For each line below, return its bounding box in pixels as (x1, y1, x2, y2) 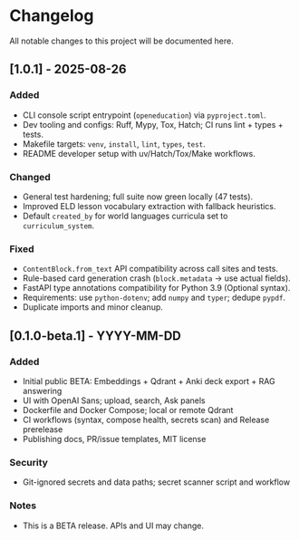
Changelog (9, 5, 94, 26)
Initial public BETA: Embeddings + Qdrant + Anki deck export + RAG (22, 375, 275, 386)
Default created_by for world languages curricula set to (22, 210, 228, 221)
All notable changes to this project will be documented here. (9, 35, 234, 46)
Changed (9, 170, 52, 183)
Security (9, 456, 48, 468)
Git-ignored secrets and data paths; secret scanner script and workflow (22, 477, 291, 487)
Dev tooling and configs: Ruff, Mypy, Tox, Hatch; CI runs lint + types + (22, 119, 284, 130)
